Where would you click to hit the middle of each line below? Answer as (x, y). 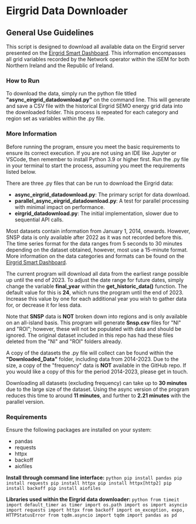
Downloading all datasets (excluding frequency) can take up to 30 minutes (97, 383)
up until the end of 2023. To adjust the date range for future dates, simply (95, 280)
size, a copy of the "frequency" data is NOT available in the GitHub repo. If (96, 365)
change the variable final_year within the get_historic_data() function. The (97, 286)
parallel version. (26, 402)
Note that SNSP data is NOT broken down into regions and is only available (97, 316)
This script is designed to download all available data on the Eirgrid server (95, 47)
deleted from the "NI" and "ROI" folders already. (64, 341)
